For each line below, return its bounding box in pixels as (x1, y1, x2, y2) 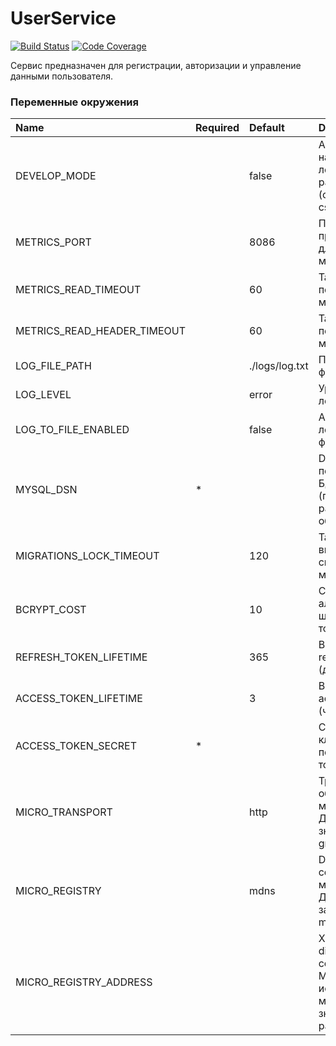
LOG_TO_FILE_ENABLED (15, 423, 130, 437)
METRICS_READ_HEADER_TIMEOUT (15, 324, 187, 338)
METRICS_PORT (15, 235, 92, 249)
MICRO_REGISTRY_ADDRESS (15, 975, 153, 989)
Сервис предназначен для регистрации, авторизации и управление (10, 59, 302, 71)
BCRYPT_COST (15, 603, 87, 617)
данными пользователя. (10, 70, 114, 82)
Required (195, 121, 240, 135)
